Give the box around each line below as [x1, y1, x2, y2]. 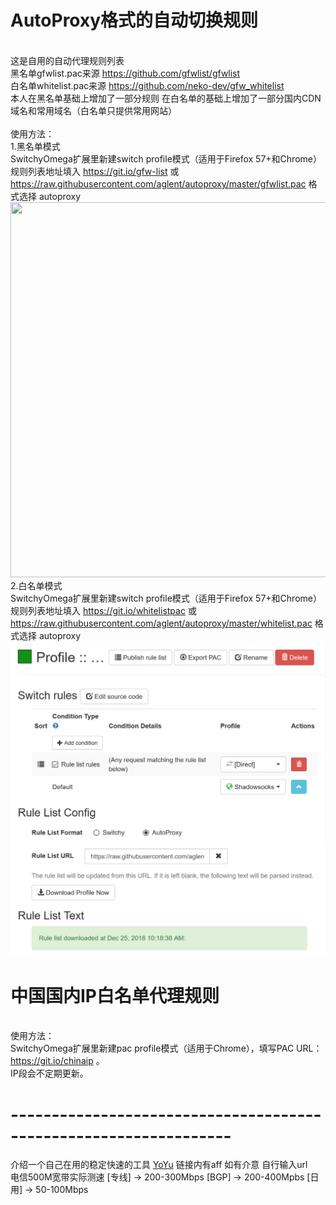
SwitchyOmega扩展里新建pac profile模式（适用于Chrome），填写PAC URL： [10, 1042, 323, 1055]
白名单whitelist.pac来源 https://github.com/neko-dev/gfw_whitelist [10, 79, 285, 91]
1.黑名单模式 [10, 140, 61, 152]
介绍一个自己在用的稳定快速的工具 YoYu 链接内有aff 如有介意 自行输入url [10, 1159, 308, 1171]
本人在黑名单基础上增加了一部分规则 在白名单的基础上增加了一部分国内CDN [10, 92, 322, 104]
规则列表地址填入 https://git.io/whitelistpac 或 [10, 604, 197, 616]
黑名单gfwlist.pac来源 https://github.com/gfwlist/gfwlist [10, 67, 241, 79]
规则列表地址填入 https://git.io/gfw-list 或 [10, 165, 180, 177]
